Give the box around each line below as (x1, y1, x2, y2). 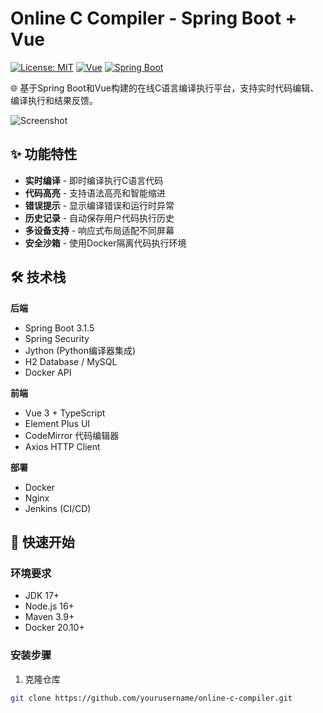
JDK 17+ (24, 590, 60, 602)
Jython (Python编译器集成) (24, 344, 137, 356)
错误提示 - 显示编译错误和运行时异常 (24, 199, 175, 211)
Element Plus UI (24, 417, 91, 429)
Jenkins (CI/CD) (24, 502, 92, 514)
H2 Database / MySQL (24, 355, 118, 367)
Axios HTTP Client (24, 440, 101, 452)
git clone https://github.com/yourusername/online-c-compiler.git (10, 693, 293, 703)
